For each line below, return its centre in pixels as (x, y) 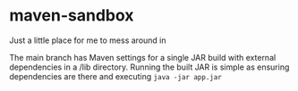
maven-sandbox (72, 16)
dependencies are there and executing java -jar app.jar (115, 76)
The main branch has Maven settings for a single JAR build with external (143, 57)
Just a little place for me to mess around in (88, 40)
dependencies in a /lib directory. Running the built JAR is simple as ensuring (149, 67)
